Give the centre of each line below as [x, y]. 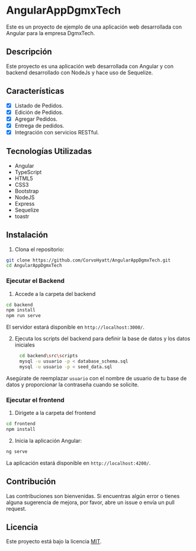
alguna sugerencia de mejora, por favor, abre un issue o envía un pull [90, 502]
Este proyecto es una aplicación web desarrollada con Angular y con [90, 66]
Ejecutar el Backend [36, 281]
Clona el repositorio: [39, 249]
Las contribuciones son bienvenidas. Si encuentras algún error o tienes [93, 496]
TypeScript [28, 172]
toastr [22, 216]
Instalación [27, 235]
